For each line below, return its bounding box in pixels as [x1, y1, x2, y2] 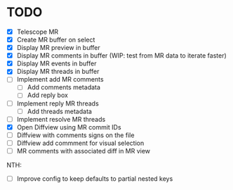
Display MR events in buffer [16, 59, 97, 68]
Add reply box [27, 91, 68, 99]
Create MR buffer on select [16, 36, 95, 44]
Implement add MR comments [16, 75, 104, 84]
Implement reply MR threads [16, 99, 99, 108]
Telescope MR [16, 27, 59, 36]
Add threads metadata [27, 107, 93, 115]
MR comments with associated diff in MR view [16, 146, 151, 155]
